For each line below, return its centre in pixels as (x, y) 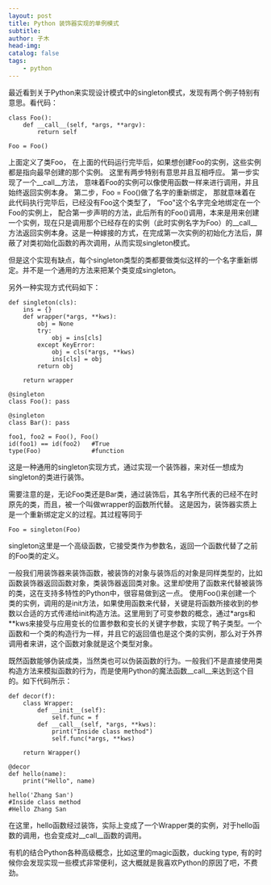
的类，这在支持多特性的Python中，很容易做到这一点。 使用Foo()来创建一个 (132, 593)
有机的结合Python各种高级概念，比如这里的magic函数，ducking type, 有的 (132, 852)
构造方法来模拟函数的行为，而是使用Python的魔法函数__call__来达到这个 (128, 670)
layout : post (30, 16)
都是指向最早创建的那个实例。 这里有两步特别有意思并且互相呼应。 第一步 (130, 172)
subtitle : (25, 31)
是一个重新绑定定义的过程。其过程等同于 (75, 514)
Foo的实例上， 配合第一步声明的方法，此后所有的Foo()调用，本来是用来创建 (134, 212)
